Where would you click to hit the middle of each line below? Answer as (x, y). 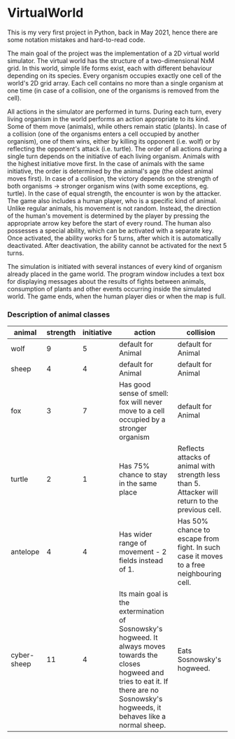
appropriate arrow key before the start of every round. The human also (109, 223)
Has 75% (134, 466)
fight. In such (199, 548)
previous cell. (199, 510)
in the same (138, 483)
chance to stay (143, 475)
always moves (142, 647)
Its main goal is (143, 594)
